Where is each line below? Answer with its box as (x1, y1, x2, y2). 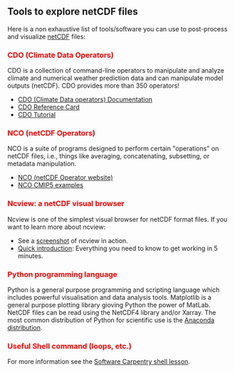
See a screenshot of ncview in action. (17, 236, 128, 245)
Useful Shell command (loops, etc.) (7, 341, 132, 351)
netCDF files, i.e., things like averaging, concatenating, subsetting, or (7, 152, 210, 160)
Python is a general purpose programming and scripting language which (7, 285, 220, 294)
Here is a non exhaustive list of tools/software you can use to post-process (7, 24, 228, 33)
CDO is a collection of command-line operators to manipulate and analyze (7, 66, 224, 75)
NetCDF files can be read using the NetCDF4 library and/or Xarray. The (7, 308, 216, 317)
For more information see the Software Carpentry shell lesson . (7, 357, 191, 366)
